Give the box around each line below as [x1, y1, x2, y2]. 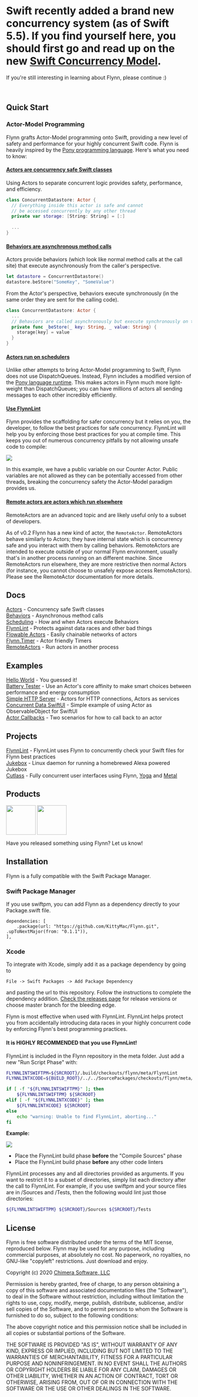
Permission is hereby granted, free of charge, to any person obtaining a [6, 1281, 180, 1288]
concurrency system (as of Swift [6, 17, 170, 30]
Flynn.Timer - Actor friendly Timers [6, 637, 92, 644]
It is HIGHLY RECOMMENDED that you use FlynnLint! [6, 1039, 137, 1046]
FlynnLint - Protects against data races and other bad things [6, 625, 152, 632]
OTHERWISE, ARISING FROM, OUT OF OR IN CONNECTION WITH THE [6, 1379, 178, 1386]
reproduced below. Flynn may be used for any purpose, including [6, 1245, 165, 1252]
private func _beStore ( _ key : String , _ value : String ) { [11, 324, 157, 330]
